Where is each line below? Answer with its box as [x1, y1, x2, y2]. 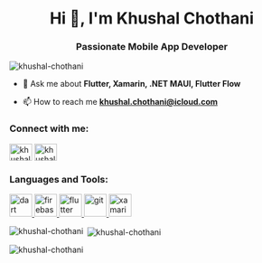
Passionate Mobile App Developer [75, 41, 229, 53]
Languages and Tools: [9, 173, 108, 185]
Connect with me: [9, 122, 89, 135]
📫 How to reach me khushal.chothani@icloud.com [22, 97, 219, 108]
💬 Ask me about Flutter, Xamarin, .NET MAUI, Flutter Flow [22, 79, 241, 89]
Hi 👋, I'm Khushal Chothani [49, 8, 255, 29]
